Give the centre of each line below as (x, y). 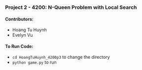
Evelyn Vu (22, 35)
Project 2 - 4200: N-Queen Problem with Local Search (71, 7)
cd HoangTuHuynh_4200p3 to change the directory (61, 57)
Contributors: (19, 19)
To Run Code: (19, 46)
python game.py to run (34, 62)
